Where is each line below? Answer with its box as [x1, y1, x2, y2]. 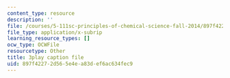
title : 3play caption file [7, 54, 84, 61]
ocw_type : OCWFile [7, 41, 60, 48]
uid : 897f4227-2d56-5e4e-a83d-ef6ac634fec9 [7, 60, 133, 67]
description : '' [7, 16, 53, 23]
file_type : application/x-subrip [7, 28, 103, 36]
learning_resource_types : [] [7, 35, 90, 42]
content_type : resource [7, 9, 75, 17]
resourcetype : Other [7, 48, 66, 55]
